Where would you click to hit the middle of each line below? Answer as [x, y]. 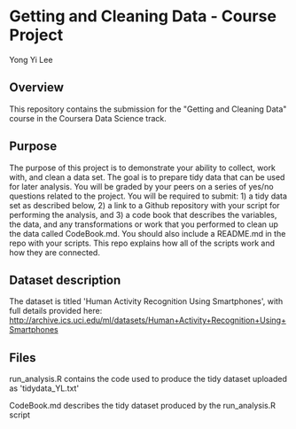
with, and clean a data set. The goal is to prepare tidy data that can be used [147, 177]
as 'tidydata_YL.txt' [44, 388]
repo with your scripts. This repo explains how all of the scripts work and [142, 243]
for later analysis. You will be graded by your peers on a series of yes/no [141, 186]
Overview [37, 87]
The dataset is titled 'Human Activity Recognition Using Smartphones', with [146, 301]
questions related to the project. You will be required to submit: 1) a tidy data [148, 196]
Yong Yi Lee [31, 59]
